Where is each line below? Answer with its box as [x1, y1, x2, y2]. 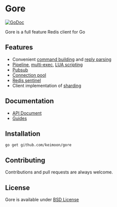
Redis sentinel [12, 77, 41, 83]
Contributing [5, 156, 45, 165]
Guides [12, 115, 27, 121]
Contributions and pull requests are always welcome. [5, 169, 113, 175]
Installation [5, 129, 40, 138]
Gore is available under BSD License [5, 197, 79, 203]
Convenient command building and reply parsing [12, 56, 112, 62]
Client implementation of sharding [12, 83, 81, 88]
